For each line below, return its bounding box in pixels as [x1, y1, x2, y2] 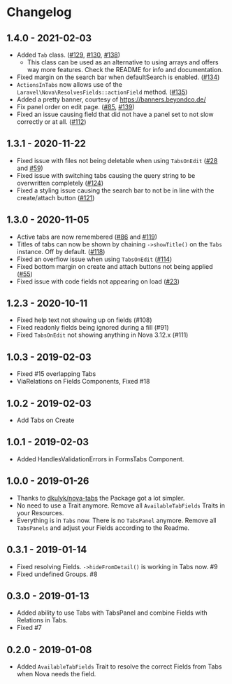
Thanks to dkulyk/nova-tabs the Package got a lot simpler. [16, 494, 185, 502]
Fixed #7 [16, 624, 43, 632]
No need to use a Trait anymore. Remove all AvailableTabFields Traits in [16, 501, 225, 510]
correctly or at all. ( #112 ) [16, 118, 87, 126]
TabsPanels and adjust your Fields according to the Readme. [16, 523, 190, 532]
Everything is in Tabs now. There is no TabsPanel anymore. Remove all [16, 516, 217, 524]
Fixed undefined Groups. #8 [16, 570, 98, 578]
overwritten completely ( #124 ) [16, 179, 104, 187]
